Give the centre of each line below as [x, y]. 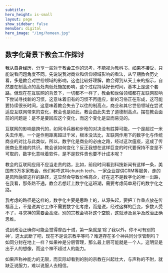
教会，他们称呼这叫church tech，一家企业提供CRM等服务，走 [93, 171]
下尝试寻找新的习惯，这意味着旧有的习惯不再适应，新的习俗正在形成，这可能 [84, 99]
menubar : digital [23, 29]
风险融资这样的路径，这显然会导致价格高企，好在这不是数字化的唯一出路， [86, 177]
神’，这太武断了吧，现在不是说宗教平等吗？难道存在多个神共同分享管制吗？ [82, 236]
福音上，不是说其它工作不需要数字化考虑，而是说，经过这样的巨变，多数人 [82, 206]
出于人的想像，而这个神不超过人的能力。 [47, 248]
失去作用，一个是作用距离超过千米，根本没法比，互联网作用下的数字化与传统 [84, 135]
